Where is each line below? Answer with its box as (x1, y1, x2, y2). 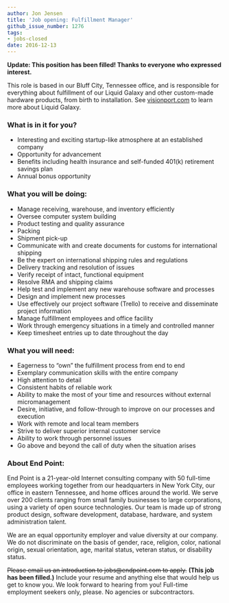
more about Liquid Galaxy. (7, 103, 81, 111)
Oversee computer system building (16, 212, 117, 220)
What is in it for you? (7, 120, 77, 130)
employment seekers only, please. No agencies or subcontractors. (7, 588, 195, 596)
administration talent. (7, 518, 67, 526)
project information (16, 306, 71, 315)
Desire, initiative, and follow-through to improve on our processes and (16, 405, 215, 413)
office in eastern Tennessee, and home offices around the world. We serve (7, 489, 219, 497)
